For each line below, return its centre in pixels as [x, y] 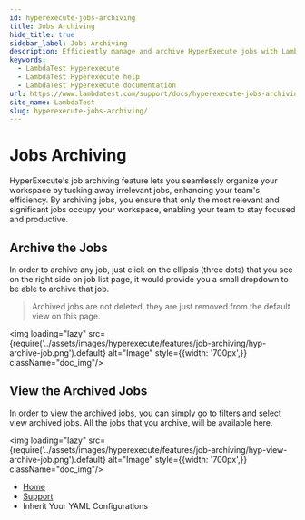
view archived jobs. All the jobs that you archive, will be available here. [141, 422]
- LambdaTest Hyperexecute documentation [97, 85]
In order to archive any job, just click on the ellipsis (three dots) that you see [151, 270]
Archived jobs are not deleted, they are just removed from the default [161, 306]
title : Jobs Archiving [52, 26]
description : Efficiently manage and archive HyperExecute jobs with [144, 52]
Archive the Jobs [59, 247]
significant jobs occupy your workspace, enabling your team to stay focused [152, 210]
